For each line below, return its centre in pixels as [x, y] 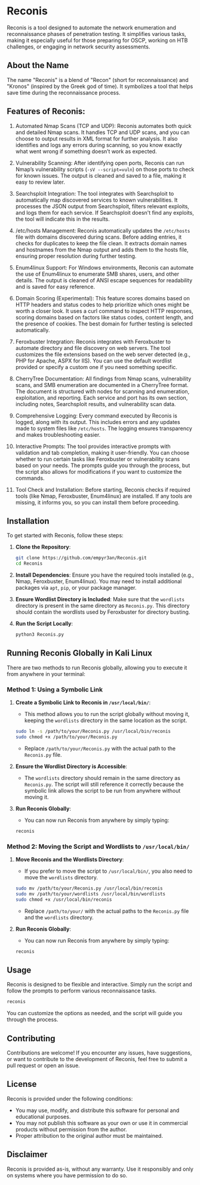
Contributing [31, 1038]
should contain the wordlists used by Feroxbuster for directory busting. [103, 612]
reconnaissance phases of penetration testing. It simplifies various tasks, [97, 33]
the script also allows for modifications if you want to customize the [99, 471]
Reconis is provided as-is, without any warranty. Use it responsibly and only [100, 1169]
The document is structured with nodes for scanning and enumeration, [102, 391]
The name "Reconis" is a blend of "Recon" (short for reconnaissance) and [98, 80]
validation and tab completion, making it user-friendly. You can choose [102, 452]
